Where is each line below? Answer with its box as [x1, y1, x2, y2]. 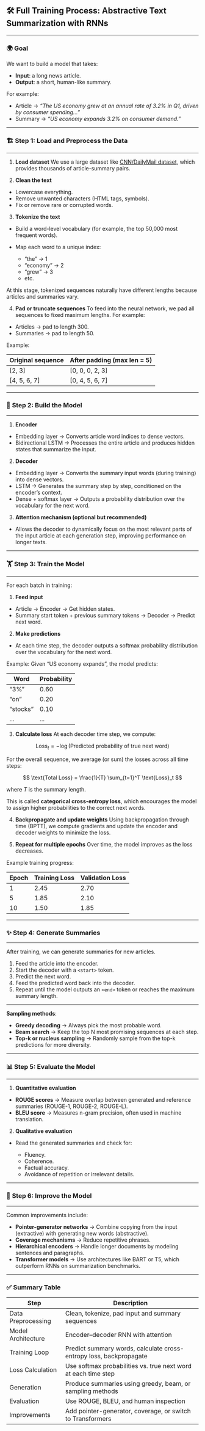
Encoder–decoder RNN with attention [65, 1330, 172, 1339]
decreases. [15, 847, 44, 854]
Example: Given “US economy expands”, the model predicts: [6, 660, 158, 668]
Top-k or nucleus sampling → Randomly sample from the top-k [15, 1035, 176, 1042]
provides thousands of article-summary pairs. [15, 165, 131, 172]
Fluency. [24, 1151, 46, 1159]
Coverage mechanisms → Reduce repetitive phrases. [15, 1236, 151, 1243]
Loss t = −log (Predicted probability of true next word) [35, 742, 170, 751]
